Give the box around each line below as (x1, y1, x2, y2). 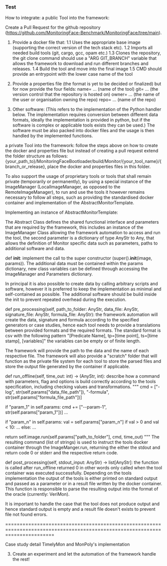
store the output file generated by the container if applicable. (5, 364, 131, 370)
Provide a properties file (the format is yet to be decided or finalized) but (12, 81, 162, 87)
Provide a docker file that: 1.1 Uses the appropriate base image (12, 39, 141, 45)
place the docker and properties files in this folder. (47, 163, 151, 170)
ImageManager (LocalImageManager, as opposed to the (5, 184, 121, 190)
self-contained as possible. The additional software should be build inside (5, 291, 157, 297)
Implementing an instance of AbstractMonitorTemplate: (5, 209, 118, 215)
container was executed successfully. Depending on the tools (5, 470, 132, 476)
